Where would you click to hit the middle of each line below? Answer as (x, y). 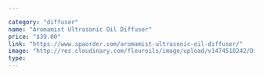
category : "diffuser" (43, 22)
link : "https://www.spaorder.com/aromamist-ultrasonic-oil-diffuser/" (126, 44)
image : (19, 51)
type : (17, 58)
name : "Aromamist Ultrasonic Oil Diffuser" (80, 29)
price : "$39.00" (34, 37)
